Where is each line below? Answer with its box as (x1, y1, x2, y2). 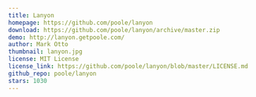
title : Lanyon (8, 11, 55, 20)
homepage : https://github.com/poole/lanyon (8, 19, 154, 27)
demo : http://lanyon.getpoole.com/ (8, 33, 125, 41)
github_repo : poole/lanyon (8, 70, 97, 77)
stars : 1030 (8, 77, 47, 84)
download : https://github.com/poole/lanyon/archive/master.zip (8, 26, 221, 34)
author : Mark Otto (8, 41, 69, 48)
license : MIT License (8, 56, 80, 63)
